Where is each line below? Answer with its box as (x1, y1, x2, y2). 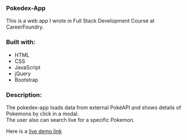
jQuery (14, 70, 31, 77)
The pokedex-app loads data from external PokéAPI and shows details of (6, 104, 182, 111)
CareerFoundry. (6, 23, 44, 30)
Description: (6, 90, 42, 99)
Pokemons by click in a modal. (6, 110, 79, 117)
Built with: (6, 38, 36, 46)
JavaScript (14, 64, 41, 71)
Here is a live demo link (6, 127, 62, 135)
